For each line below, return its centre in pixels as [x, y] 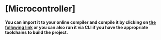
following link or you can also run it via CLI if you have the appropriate [77, 27]
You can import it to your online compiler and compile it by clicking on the [80, 22]
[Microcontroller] [40, 9]
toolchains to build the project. [37, 32]
